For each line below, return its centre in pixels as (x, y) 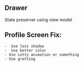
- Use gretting (20, 59)
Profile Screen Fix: (33, 35)
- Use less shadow (24, 46)
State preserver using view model (39, 19)
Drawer (16, 8)
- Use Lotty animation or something (42, 55)
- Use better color (26, 50)
